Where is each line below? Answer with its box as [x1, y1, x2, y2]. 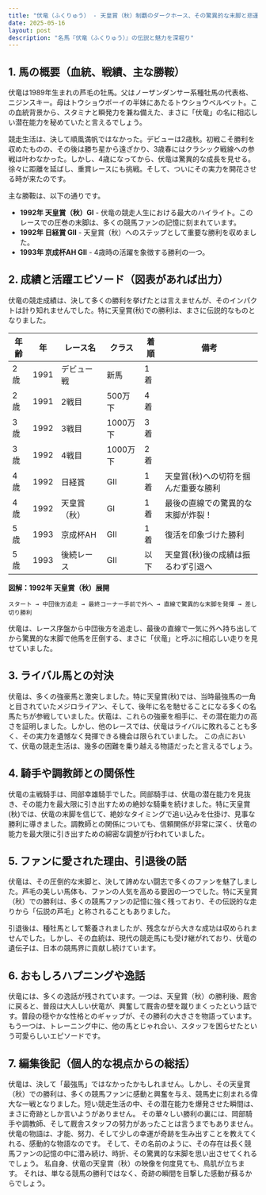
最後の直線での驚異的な [165, 497, 253, 508]
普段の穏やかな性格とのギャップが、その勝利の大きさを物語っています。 [21, 1012, 256, 1021]
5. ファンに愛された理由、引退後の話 [8, 854, 187, 868]
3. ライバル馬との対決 [8, 669, 114, 683]
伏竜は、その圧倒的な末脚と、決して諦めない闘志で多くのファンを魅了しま [8, 877, 251, 886]
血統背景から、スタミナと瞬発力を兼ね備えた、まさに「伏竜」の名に [14, 108, 237, 118]
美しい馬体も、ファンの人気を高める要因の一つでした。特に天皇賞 [42, 887, 258, 896]
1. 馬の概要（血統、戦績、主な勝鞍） [8, 65, 185, 79]
